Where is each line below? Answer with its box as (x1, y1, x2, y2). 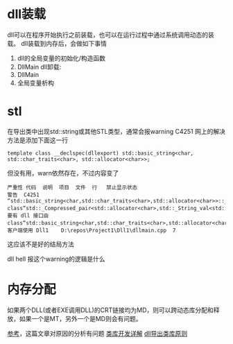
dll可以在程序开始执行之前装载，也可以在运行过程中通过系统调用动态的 (7, 31, 209, 39)
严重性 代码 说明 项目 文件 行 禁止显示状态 (7, 184, 137, 191)
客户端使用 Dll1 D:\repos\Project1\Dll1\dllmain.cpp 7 (7, 227, 176, 234)
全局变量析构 (17, 78, 54, 87)
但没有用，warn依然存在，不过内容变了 (7, 169, 119, 177)
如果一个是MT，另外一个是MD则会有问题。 (19, 314, 142, 322)
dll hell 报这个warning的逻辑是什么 (7, 255, 105, 263)
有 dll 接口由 (12, 212, 49, 219)
